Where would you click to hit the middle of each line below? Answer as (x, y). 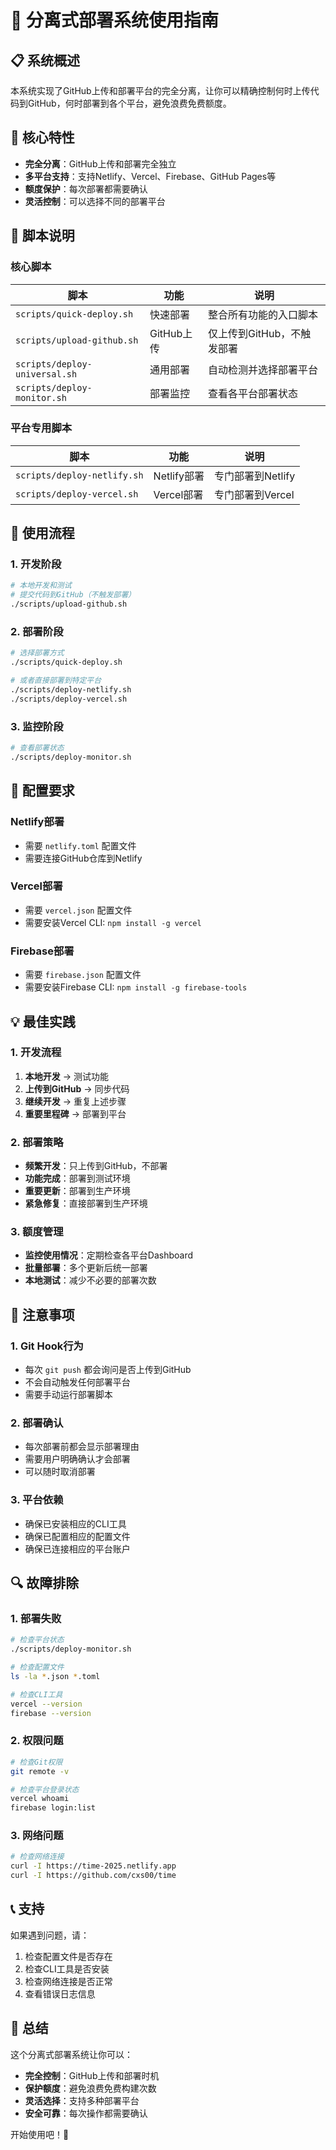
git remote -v (40, 1771)
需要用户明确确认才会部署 (77, 1459)
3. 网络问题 (37, 1836)
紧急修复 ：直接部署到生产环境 (86, 1203)
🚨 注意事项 (42, 1314)
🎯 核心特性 (42, 137)
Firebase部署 (42, 951)
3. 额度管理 (37, 1232)
